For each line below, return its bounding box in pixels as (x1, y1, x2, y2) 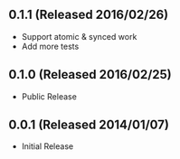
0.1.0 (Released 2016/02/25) (8, 67, 173, 82)
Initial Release (21, 141, 74, 152)
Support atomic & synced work (21, 31, 137, 42)
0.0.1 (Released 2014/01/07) (8, 117, 169, 133)
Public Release (21, 90, 78, 102)
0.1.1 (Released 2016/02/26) (8, 7, 169, 23)
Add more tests (21, 41, 80, 51)
